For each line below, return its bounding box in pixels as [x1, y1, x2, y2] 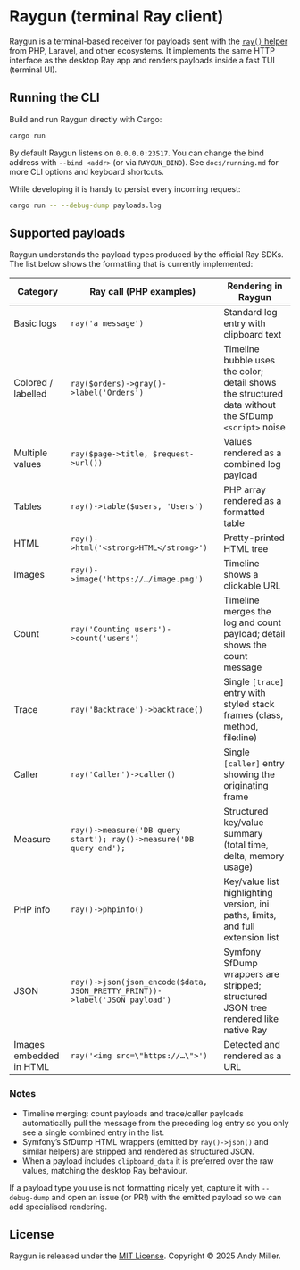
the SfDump [223, 410, 274, 422]
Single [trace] [223, 676, 285, 689]
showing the [223, 768, 275, 781]
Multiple [13, 447, 48, 459]
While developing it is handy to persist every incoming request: [9, 183, 241, 194]
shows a [223, 569, 259, 581]
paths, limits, [223, 909, 277, 922]
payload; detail [223, 628, 286, 640]
